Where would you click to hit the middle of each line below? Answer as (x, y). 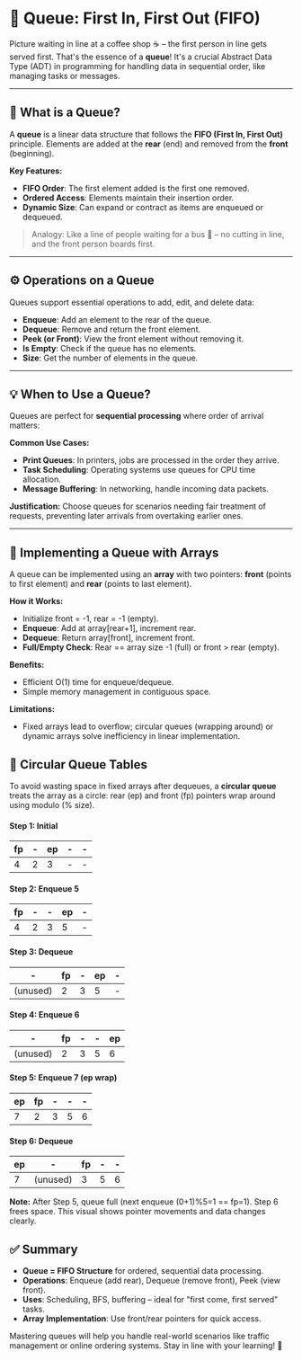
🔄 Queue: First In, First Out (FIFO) (135, 18)
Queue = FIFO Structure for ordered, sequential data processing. (143, 1271)
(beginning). (32, 153)
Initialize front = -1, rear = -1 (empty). (90, 618)
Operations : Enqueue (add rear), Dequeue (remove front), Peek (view (151, 1281)
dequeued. (42, 217)
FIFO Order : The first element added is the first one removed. (136, 188)
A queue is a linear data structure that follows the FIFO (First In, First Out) (146, 134)
